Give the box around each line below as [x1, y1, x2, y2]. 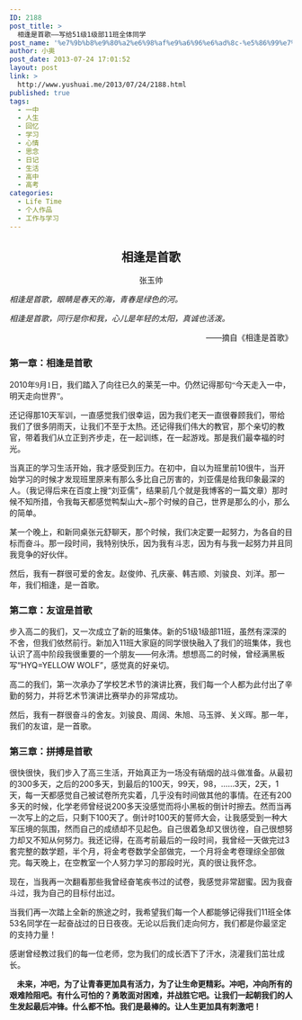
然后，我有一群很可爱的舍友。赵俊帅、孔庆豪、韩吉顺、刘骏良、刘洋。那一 [9, 568, 285, 578]
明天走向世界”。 [9, 391, 69, 401]
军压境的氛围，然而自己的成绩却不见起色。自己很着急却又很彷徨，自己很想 [9, 824, 285, 835]
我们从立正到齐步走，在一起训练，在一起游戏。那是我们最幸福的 [40, 432, 277, 443]
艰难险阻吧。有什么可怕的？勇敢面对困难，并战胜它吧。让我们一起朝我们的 [9, 990, 285, 1001]
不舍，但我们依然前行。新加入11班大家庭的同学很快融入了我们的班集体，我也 [9, 638, 292, 649]
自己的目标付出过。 [48, 888, 120, 899]
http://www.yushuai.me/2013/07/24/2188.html [17, 80, 187, 89]
